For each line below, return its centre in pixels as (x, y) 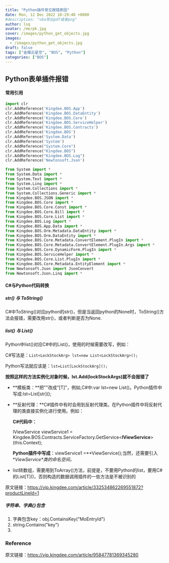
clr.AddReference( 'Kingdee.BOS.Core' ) (46, 118)
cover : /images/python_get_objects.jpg (47, 33)
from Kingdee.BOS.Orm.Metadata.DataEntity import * (61, 231)
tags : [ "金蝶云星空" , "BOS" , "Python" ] (45, 52)
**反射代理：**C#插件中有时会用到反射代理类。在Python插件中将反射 (85, 404)
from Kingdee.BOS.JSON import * (39, 198)
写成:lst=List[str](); (32, 394)
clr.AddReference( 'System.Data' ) (40, 137)
